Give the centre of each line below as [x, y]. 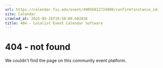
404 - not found [38, 47]
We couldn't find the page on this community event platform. [66, 61]
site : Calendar [20, 14]
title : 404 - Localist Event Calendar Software [54, 23]
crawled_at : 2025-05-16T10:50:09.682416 [47, 18]
